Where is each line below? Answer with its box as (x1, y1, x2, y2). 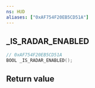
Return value (6, 74, 55, 84)
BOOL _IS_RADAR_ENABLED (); (6, 58, 73, 64)
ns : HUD (6, 8, 26, 15)
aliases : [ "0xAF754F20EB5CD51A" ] (6, 14, 89, 20)
